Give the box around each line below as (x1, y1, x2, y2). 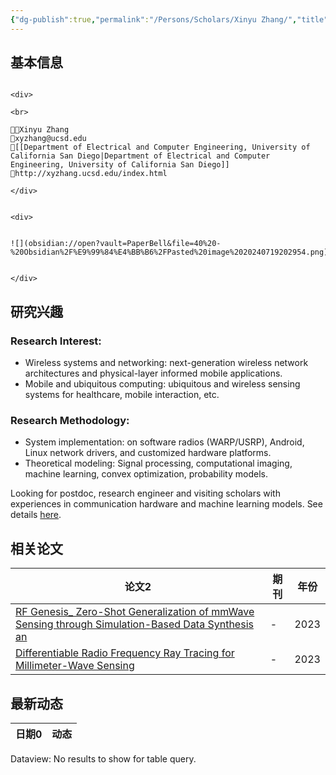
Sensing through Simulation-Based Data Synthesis (15, 617, 254, 631)
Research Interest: (10, 334, 102, 348)
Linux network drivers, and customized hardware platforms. (24, 447, 272, 459)
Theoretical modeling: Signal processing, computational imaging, (24, 457, 293, 470)
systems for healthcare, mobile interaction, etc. (24, 389, 220, 401)
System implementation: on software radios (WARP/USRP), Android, (24, 436, 305, 448)
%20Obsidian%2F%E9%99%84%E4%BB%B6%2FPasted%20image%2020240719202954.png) (10, 247, 329, 258)
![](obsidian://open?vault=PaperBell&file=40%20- (10, 239, 222, 249)
